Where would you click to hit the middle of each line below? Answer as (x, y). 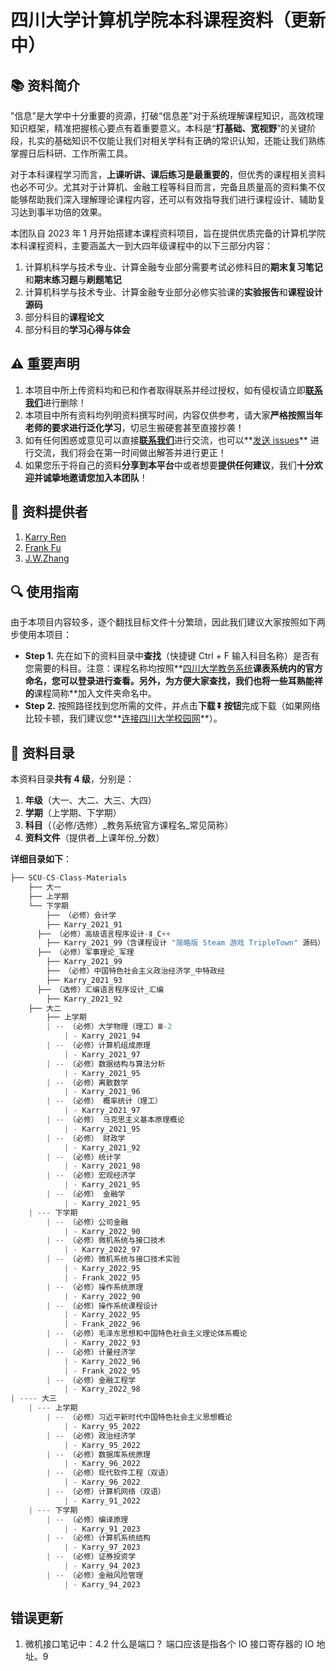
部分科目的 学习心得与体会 (77, 329)
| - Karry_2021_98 (102, 1166)
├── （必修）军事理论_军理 (85, 952)
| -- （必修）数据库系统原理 (98, 1454)
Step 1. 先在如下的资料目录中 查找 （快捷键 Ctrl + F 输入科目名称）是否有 (172, 656)
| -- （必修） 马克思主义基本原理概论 (115, 1120)
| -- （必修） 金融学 (86, 1194)
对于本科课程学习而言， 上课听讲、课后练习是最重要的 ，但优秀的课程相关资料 (168, 174)
